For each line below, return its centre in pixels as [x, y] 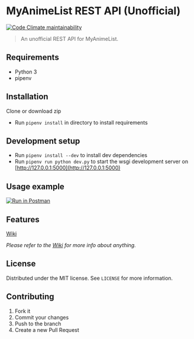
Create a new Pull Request [47, 330]
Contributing [30, 297]
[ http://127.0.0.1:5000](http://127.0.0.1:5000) [67, 168]
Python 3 [26, 72]
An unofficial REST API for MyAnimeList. [69, 39]
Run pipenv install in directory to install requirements [81, 122]
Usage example [35, 186]
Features [23, 220]
